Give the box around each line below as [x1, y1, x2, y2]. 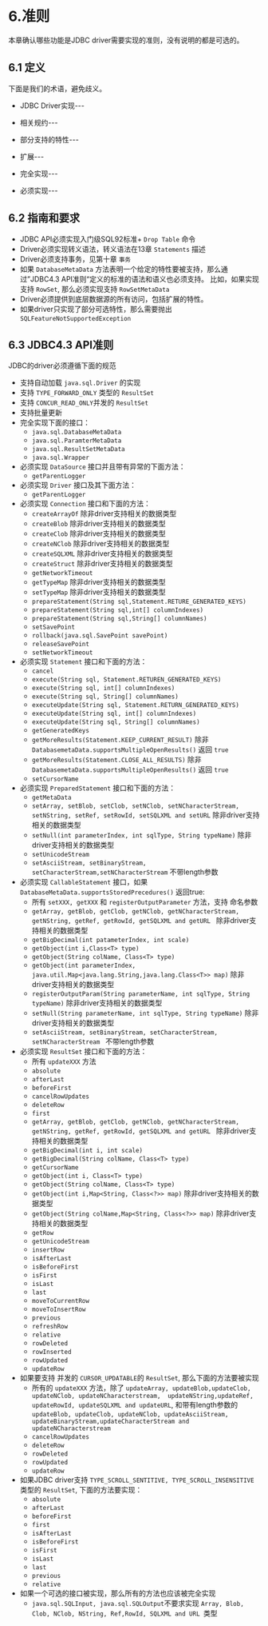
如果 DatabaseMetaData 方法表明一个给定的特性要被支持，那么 [19, 264, 222, 274]
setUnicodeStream [31, 851, 90, 859]
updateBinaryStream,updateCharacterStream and [31, 1417, 190, 1426]
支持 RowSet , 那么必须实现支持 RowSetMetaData [19, 284, 170, 294]
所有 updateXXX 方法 [31, 1057, 97, 1066]
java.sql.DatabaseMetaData [31, 429, 122, 437]
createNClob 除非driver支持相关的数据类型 [31, 539, 170, 549]
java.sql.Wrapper [31, 453, 90, 462]
